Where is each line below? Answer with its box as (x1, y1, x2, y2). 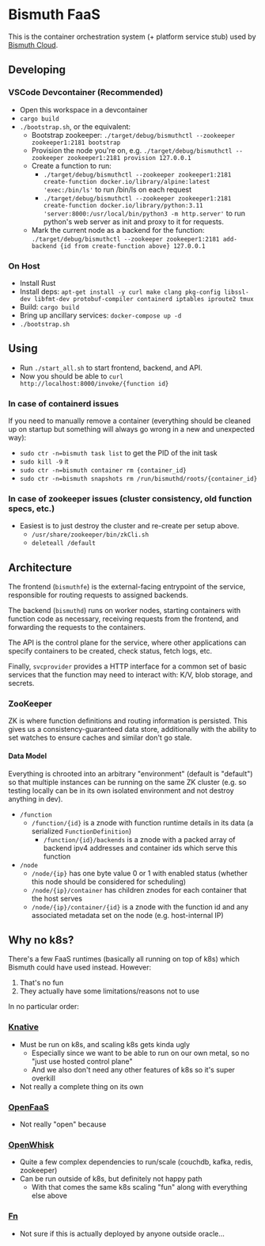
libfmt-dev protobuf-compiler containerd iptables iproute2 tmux (34, 295, 255, 303)
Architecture (8, 561, 73, 574)
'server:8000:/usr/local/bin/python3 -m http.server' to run (43, 208, 246, 218)
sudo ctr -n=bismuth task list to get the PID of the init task (19, 448, 218, 458)
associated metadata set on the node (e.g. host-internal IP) (31, 910, 224, 920)
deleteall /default (31, 539, 97, 547)
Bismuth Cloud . (8, 40, 59, 49)
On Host (8, 260, 41, 271)
